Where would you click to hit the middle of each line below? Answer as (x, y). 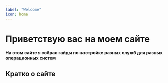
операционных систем (31, 58)
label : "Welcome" (23, 10)
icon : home (17, 14)
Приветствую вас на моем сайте (77, 39)
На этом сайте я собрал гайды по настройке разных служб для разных (84, 53)
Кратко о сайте (30, 74)
